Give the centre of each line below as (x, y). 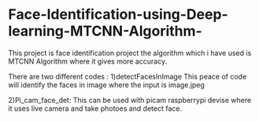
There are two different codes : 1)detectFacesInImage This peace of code (128, 76)
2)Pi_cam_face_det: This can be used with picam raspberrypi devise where (130, 100)
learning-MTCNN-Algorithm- (105, 31)
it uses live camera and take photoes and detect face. (95, 108)
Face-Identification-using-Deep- (118, 15)
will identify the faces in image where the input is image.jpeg (106, 85)
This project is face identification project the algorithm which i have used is (130, 53)
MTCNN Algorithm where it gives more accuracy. (88, 61)
